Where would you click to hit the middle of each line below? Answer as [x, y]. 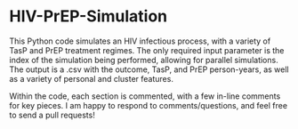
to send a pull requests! [52, 115]
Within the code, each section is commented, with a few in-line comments [145, 96]
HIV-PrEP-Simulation [89, 16]
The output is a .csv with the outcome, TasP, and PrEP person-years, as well [149, 69]
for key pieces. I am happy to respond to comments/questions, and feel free [148, 105]
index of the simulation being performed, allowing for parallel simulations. [144, 60]
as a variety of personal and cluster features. [91, 78]
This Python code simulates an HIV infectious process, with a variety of [140, 41]
